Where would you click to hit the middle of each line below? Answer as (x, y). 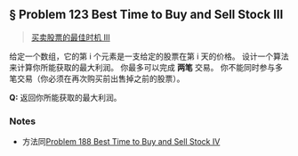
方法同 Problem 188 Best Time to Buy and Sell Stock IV (121, 142)
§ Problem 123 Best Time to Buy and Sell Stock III (146, 15)
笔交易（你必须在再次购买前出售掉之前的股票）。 (97, 78)
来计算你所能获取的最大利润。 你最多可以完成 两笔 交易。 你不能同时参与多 (146, 67)
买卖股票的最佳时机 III (71, 37)
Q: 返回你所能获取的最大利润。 (65, 97)
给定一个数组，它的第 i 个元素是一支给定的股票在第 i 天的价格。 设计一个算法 (149, 56)
